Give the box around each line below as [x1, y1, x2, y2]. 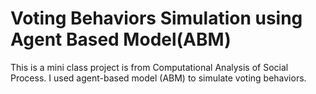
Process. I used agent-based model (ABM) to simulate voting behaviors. [10, 72, 307, 84]
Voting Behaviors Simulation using [10, 7, 303, 30]
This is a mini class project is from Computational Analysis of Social [10, 61, 289, 73]
